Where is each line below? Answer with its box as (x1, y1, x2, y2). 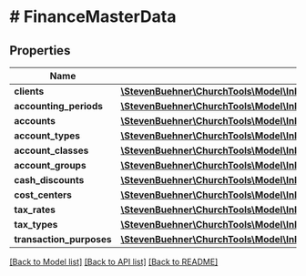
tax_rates (14, 203, 56, 216)
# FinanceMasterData (9, 6, 177, 27)
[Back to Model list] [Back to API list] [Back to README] (9, 257, 219, 267)
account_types (14, 129, 80, 142)
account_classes (14, 144, 89, 157)
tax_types (14, 219, 58, 230)
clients (14, 85, 45, 97)
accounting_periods (14, 100, 103, 112)
